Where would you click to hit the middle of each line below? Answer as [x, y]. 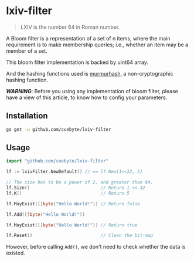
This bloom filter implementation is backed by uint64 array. [77, 62]
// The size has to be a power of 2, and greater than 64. [80, 182]
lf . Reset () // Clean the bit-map [80, 236]
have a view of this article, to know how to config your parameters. [87, 97]
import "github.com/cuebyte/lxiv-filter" [57, 161]
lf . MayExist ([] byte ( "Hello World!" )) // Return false [73, 204]
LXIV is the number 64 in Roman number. [70, 27]
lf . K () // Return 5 [68, 193]
